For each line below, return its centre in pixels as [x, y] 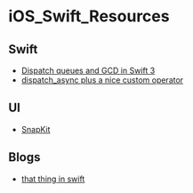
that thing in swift [53, 179]
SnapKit [36, 129]
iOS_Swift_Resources [89, 16]
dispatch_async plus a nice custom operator [102, 80]
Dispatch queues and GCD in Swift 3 [88, 70]
